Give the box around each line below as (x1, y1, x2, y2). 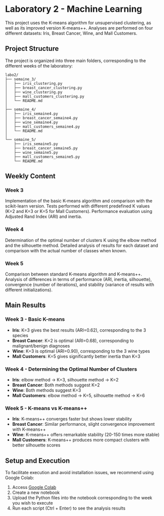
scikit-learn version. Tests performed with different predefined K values (5, 203, 150, 209)
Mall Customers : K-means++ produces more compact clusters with (12, 437, 150, 443)
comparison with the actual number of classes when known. (5, 247, 127, 253)
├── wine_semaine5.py (14, 150, 58, 155)
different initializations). (5, 287, 53, 293)
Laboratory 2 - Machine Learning (5, 3, 142, 15)
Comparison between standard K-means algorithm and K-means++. (5, 271, 142, 277)
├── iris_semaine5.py (14, 141, 58, 146)
